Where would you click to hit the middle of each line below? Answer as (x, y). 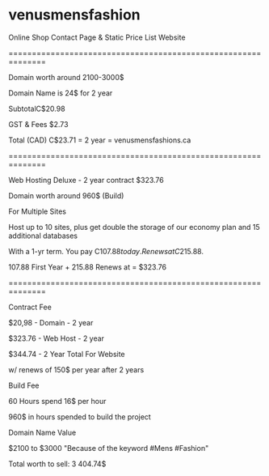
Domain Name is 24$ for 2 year (61, 93)
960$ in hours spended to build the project (80, 416)
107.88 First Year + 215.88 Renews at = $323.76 (88, 267)
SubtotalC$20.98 (37, 108)
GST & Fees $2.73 (38, 124)
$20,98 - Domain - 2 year (51, 322)
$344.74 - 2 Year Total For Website (67, 354)
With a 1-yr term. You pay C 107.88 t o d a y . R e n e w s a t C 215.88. (106, 251)
